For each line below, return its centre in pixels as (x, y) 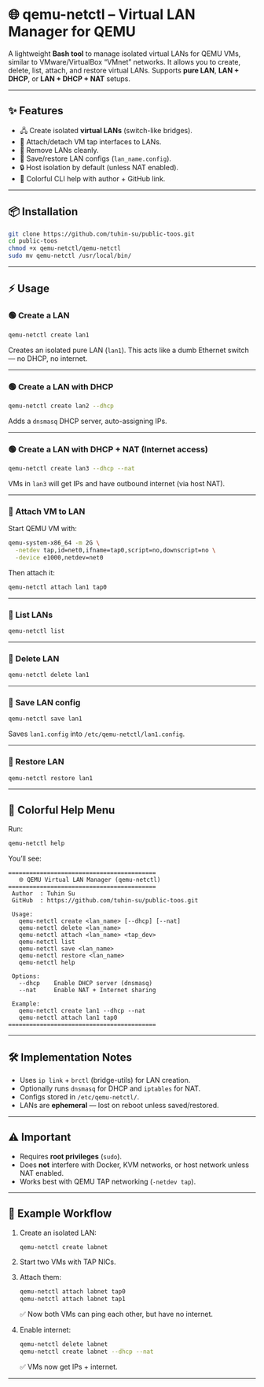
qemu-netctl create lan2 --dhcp (61, 406)
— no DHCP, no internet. (48, 358)
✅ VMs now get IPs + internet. (68, 1367)
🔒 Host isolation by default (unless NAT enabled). (99, 167)
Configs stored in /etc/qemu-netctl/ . (79, 1096)
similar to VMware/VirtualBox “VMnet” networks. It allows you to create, (125, 61)
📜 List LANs (31, 615)
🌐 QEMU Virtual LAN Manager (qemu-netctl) (90, 880)
